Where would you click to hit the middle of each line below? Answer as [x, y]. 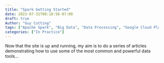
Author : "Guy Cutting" [28, 23]
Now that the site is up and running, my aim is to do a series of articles [76, 46]
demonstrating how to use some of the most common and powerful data [78, 51]
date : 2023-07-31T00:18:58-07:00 [39, 14]
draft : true [17, 18]
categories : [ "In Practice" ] [35, 32]
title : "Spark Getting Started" [38, 9]
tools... [12, 56]
